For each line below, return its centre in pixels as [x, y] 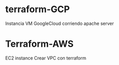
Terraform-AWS [39, 44]
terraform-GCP [37, 9]
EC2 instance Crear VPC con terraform [46, 58]
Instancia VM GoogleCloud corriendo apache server [59, 23]
